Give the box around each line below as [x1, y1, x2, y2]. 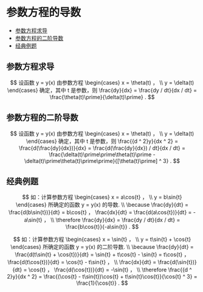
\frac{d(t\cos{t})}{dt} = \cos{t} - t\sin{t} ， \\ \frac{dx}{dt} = [7, 259, 157, 266]
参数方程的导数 [6, 5, 81, 19]
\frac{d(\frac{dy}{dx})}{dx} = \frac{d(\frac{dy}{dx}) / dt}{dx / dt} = [19, 144, 185, 151]
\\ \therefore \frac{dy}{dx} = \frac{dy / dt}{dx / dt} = [50, 217, 181, 224]
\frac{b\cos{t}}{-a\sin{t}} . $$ [65, 223, 139, 231]
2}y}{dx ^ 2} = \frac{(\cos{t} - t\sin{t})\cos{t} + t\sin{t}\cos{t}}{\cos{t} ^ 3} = [7, 273, 198, 280]
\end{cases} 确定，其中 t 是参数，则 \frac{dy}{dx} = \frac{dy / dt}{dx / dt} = [7, 86, 198, 94]
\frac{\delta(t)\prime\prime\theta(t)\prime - [48, 150, 156, 158]
